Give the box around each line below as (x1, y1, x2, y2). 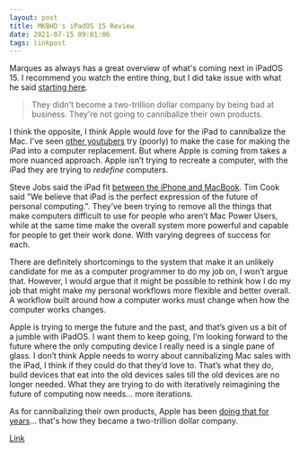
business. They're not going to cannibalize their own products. (31, 109, 263, 120)
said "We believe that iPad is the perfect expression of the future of (9, 191, 259, 202)
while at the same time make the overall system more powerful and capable (9, 220, 289, 231)
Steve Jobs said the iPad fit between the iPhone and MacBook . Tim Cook (9, 182, 280, 193)
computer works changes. (9, 305, 106, 315)
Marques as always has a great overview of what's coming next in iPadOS (9, 63, 283, 74)
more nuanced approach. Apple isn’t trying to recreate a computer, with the (9, 155, 289, 166)
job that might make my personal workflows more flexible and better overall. (9, 285, 291, 297)
